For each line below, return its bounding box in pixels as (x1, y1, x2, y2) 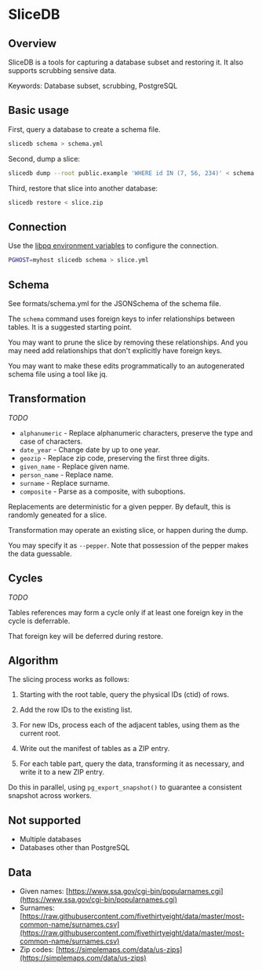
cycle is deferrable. (8, 616, 71, 625)
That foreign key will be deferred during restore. (8, 631, 163, 640)
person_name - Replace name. (19, 469, 114, 480)
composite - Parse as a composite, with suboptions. (19, 487, 186, 496)
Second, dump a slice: (8, 154, 81, 163)
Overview (8, 37, 57, 50)
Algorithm (8, 654, 59, 667)
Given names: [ (19, 887, 69, 895)
